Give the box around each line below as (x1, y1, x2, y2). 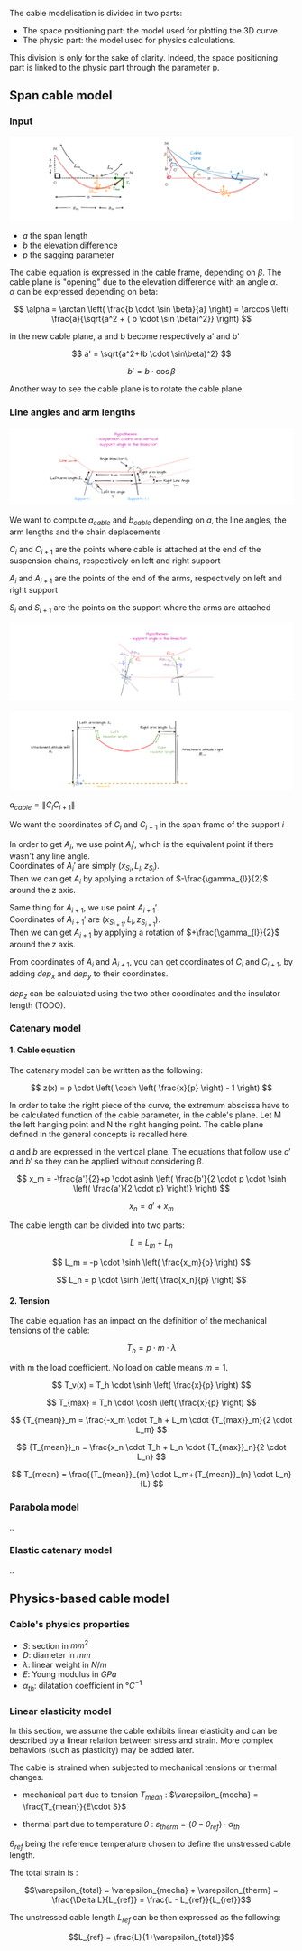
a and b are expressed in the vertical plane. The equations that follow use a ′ (9, 1145, 291, 1156)
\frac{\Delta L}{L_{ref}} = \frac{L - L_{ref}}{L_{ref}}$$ (51, 1894, 252, 1906)
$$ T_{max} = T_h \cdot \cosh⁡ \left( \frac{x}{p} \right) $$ (46, 1397, 257, 1409)
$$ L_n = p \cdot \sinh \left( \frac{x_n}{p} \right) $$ (56, 1275, 247, 1286)
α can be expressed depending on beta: (9, 287, 159, 297)
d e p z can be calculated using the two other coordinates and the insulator (9, 987, 281, 1001)
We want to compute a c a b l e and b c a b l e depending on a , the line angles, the (9, 514, 287, 527)
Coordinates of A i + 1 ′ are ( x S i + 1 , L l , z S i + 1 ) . (9, 914, 160, 928)
